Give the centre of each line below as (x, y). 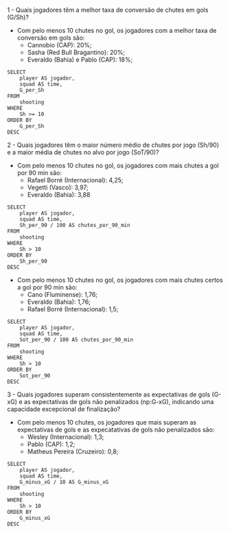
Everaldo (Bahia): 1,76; (59, 302)
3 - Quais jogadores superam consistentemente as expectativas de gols (109, 394)
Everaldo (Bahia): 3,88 (59, 194)
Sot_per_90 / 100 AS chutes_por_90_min (77, 340)
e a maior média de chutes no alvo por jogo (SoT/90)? (83, 152)
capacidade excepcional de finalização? (64, 409)
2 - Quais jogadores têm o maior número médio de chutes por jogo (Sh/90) (113, 145)
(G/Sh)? (18, 17)
